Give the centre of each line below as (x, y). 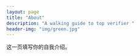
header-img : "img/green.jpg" (43, 29)
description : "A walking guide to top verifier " (71, 23)
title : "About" (26, 18)
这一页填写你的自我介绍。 (38, 47)
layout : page (23, 12)
